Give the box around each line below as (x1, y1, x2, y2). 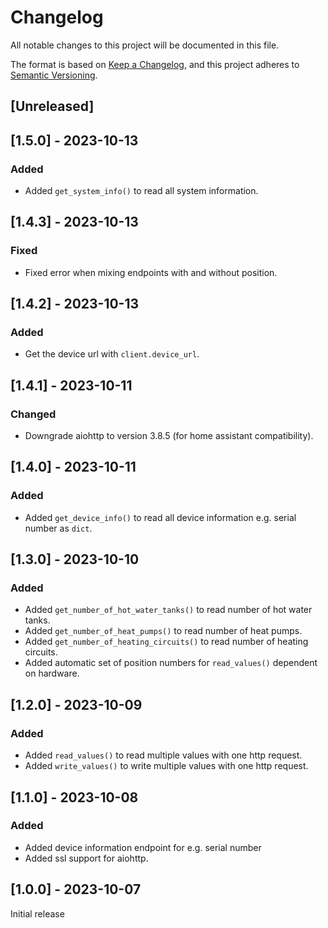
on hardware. (24, 667, 80, 680)
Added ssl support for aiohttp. (24, 852, 149, 864)
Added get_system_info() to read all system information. (24, 185, 259, 197)
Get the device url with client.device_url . (24, 348, 200, 360)
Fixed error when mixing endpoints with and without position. (24, 266, 278, 278)
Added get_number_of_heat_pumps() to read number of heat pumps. (24, 625, 303, 637)
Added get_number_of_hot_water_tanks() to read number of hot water (24, 604, 313, 616)
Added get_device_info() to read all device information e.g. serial (24, 511, 297, 523)
